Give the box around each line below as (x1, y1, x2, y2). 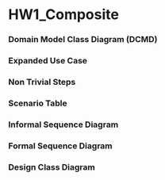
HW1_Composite (8, 6, 119, 24)
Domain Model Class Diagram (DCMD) (8, 34, 158, 45)
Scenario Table (8, 98, 67, 109)
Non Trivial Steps (8, 76, 76, 87)
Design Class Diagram (8, 161, 95, 172)
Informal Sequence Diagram (8, 119, 119, 130)
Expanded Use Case (8, 56, 88, 67)
